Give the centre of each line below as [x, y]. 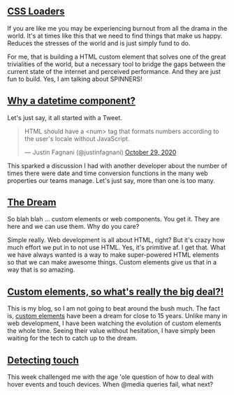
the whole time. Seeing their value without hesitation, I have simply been [111, 331]
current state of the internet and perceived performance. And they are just [114, 71]
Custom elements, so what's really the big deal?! [116, 291]
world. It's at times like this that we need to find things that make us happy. [115, 36]
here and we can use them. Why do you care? [73, 227]
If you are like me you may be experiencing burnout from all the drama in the [117, 28]
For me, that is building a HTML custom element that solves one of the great [117, 57]
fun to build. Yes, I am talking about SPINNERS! [75, 79]
